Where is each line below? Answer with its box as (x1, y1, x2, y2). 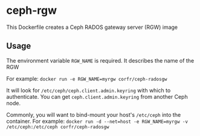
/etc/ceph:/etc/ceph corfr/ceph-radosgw (6, 124, 110, 130)
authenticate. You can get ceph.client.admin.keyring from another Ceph (6, 93, 189, 100)
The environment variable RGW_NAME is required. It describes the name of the (6, 57, 195, 64)
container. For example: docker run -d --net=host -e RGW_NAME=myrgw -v (6, 117, 189, 125)
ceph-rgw (6, 4, 57, 17)
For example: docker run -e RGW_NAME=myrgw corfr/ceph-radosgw (6, 75, 167, 82)
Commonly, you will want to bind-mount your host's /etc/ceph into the (6, 111, 181, 118)
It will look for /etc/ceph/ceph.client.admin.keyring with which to (6, 87, 171, 94)
